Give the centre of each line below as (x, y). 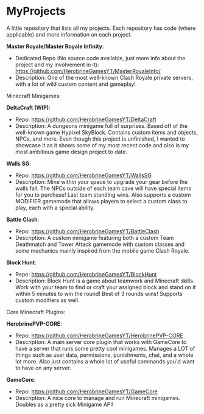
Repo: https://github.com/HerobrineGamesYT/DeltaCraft (86, 119)
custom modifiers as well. (47, 300)
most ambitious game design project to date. (71, 152)
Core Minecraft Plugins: (36, 312)
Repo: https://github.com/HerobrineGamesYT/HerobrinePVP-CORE (99, 335)
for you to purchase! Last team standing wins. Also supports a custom (103, 195)
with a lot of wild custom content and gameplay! (75, 84)
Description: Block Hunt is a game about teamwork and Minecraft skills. (105, 281)
